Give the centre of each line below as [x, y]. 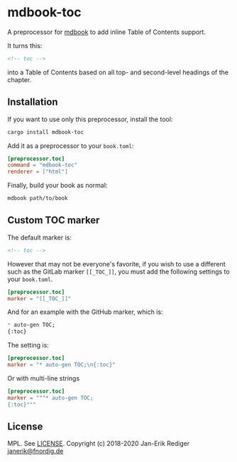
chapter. [20, 79]
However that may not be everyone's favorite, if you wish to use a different [116, 264]
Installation [33, 102]
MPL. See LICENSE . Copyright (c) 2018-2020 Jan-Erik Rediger [99, 444]
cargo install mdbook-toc [45, 132]
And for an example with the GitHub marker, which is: [85, 312]
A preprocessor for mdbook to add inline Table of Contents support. [106, 32]
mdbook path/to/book [38, 198]
